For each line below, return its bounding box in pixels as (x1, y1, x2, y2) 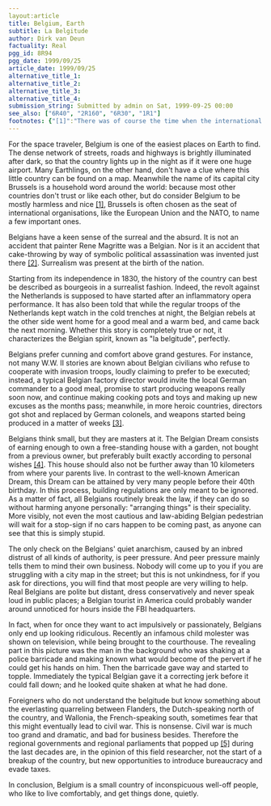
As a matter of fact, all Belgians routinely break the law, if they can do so (8, 494, 250, 504)
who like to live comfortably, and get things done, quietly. (8, 788, 200, 798)
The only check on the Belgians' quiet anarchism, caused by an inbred (8, 543, 243, 554)
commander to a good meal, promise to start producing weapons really (8, 383, 245, 393)
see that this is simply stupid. (8, 528, 105, 538)
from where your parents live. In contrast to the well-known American (8, 468, 240, 478)
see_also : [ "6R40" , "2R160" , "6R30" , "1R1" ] (8, 110, 161, 118)
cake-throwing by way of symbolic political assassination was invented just (8, 249, 259, 259)
